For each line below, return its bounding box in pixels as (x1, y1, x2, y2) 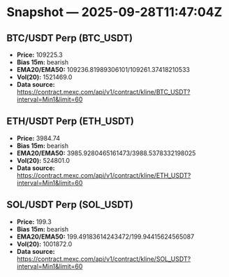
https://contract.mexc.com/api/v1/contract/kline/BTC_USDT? (16, 88, 191, 96)
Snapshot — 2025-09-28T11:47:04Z (6, 4, 223, 20)
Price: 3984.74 (16, 134, 61, 142)
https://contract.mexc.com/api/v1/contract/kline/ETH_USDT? (16, 171, 191, 179)
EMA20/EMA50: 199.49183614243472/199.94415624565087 (16, 232, 195, 241)
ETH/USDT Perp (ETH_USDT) (6, 115, 134, 127)
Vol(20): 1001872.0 (16, 239, 73, 248)
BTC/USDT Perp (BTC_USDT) (6, 32, 133, 44)
